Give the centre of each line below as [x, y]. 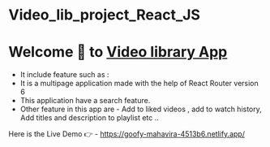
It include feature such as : [64, 75]
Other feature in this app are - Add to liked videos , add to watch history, [141, 109]
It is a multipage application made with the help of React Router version [139, 84]
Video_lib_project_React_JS [105, 15]
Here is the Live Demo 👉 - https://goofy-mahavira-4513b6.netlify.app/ [127, 134]
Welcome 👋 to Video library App [118, 52]
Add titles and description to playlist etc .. [90, 118]
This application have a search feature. [85, 101]
